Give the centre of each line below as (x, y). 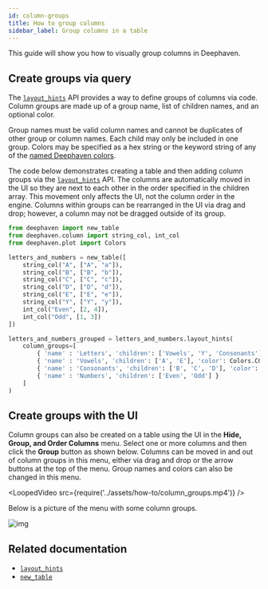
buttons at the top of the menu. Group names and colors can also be (120, 469)
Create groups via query (70, 78)
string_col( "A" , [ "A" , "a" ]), (73, 265)
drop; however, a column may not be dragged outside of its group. (117, 213)
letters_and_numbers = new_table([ (67, 257)
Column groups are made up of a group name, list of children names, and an (134, 106)
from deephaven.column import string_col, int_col (94, 236)
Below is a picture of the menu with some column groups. (103, 508)
